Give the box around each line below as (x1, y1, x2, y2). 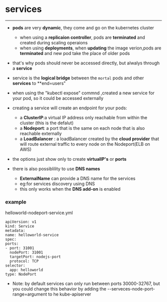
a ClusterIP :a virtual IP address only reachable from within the (19, 114, 148, 120)
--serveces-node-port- (107, 286, 155, 292)
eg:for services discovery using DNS (19, 181, 95, 187)
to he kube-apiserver (48, 291, 91, 298)
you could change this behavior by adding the (12, 286, 107, 292)
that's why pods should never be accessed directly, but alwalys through (12, 60, 160, 66)
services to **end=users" (12, 80, 66, 86)
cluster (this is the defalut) (19, 120, 74, 126)
